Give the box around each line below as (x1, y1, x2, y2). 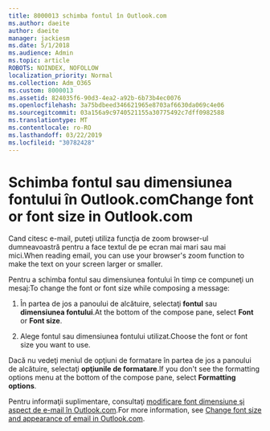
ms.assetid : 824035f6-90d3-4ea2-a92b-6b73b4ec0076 (8, 94, 182, 102)
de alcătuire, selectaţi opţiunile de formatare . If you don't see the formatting (8, 364, 260, 374)
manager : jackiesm (8, 34, 70, 43)
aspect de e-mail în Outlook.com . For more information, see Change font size (8, 405, 262, 415)
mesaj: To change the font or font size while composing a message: (8, 283, 231, 293)
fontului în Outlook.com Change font (8, 190, 255, 209)
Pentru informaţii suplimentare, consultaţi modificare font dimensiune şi (8, 396, 245, 406)
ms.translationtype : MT (8, 116, 88, 124)
